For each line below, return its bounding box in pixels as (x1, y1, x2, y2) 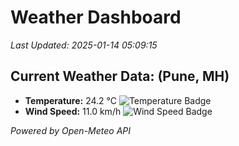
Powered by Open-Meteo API (10, 124, 132, 136)
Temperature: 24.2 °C (24, 94, 117, 106)
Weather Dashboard (10, 6, 182, 29)
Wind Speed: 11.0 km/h (24, 105, 122, 117)
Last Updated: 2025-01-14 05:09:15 (10, 39, 158, 51)
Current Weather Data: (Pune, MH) (10, 68, 230, 85)
